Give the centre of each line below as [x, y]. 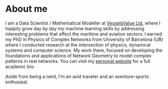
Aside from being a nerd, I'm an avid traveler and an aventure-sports [77, 76]
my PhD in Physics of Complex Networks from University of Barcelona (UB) [84, 39]
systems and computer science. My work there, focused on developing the [84, 50]
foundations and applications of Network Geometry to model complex [78, 55]
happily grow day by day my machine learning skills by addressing [75, 28]
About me [26, 9]
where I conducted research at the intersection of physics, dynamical [78, 44]
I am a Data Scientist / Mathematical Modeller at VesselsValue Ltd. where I [83, 23]
